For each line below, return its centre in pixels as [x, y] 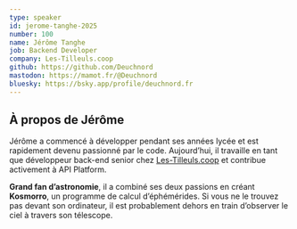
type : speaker [36, 17]
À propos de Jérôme [67, 120]
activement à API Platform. [58, 169]
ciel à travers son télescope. [61, 216]
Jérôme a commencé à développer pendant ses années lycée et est [134, 141]
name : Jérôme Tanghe [48, 42]
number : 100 [31, 34]
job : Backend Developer [54, 51]
